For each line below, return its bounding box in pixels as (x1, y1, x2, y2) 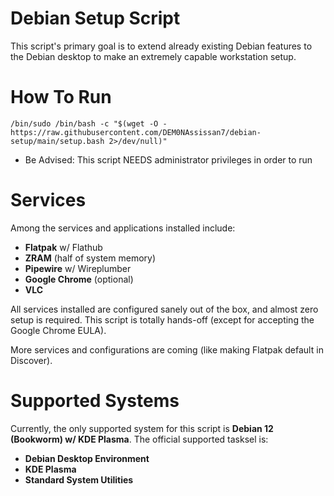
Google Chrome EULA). (10, 324, 107, 336)
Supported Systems (10, 390, 180, 412)
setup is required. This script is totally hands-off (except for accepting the (10, 313, 315, 326)
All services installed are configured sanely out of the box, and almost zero (10, 303, 319, 315)
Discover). (10, 354, 53, 366)
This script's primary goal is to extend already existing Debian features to (10, 40, 313, 52)
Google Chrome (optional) (24, 273, 134, 285)
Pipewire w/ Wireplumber (24, 262, 132, 274)
